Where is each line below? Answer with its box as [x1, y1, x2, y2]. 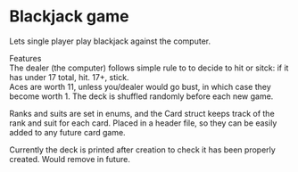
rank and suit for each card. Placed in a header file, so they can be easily [9, 118, 277, 128]
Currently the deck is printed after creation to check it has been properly [9, 144, 277, 155]
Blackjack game [9, 6, 129, 27]
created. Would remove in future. [9, 153, 131, 164]
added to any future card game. [9, 127, 127, 137]
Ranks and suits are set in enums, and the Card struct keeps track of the [9, 108, 275, 119]
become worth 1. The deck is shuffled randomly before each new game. [9, 91, 274, 102]
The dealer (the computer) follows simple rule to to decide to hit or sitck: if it [9, 62, 289, 73]
